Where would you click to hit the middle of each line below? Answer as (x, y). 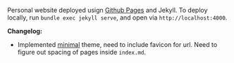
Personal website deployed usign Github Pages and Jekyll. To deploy (107, 10)
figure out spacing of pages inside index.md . (82, 52)
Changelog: (25, 31)
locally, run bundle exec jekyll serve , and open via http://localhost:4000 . (117, 17)
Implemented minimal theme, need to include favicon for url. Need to (117, 44)
